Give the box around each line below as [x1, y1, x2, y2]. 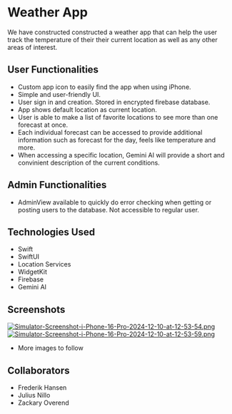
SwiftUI [17, 252, 40, 261]
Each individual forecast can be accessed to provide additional [17, 128, 203, 136]
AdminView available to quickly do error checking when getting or [17, 197, 212, 207]
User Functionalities [7, 63, 99, 76]
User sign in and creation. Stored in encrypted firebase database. [17, 98, 211, 106]
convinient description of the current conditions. [17, 158, 161, 167]
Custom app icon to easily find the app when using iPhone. [17, 83, 191, 91]
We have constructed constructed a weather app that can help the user [7, 28, 218, 36]
